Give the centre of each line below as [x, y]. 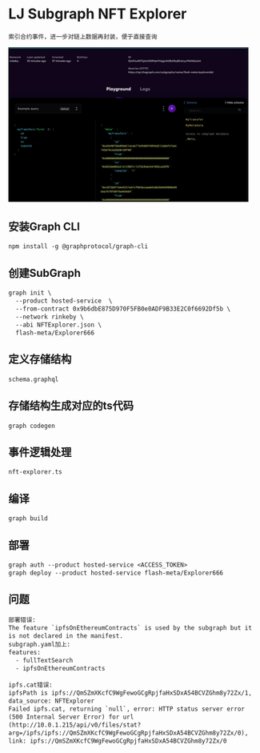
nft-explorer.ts [35, 472]
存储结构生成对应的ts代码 [71, 406]
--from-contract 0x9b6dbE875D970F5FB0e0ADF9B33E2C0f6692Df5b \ [123, 309]
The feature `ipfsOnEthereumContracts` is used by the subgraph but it [130, 628]
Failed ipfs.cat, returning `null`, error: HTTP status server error [127, 709]
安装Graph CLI [44, 226]
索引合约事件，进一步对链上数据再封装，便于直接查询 [83, 37]
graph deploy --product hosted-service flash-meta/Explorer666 [116, 573]
